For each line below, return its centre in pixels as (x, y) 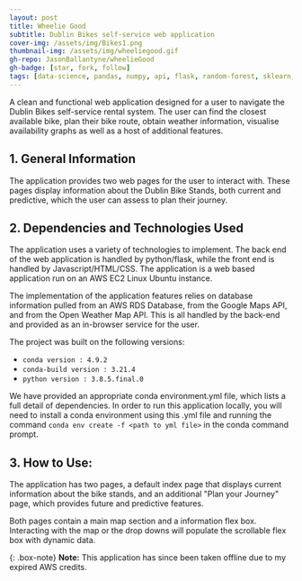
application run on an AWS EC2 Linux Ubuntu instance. (111, 278)
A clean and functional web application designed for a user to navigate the (147, 102)
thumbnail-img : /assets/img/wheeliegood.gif (94, 51)
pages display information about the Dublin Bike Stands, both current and (145, 190)
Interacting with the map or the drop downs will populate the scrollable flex (148, 531)
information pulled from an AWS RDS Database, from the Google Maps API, (148, 305)
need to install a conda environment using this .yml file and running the (141, 415)
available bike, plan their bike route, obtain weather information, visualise (144, 121)
